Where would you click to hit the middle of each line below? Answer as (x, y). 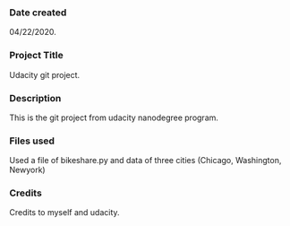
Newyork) (28, 170)
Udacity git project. (45, 74)
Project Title (37, 56)
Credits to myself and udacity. (64, 213)
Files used (32, 141)
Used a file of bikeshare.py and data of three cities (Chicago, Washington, (145, 161)
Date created (38, 13)
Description (35, 98)
